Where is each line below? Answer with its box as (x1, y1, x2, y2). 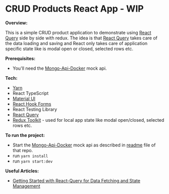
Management (12, 183, 40, 189)
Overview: (5, 20, 28, 26)
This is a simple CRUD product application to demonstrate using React (5, 29, 151, 35)
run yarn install (12, 153, 48, 159)
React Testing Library (12, 106, 57, 112)
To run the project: (5, 132, 45, 138)
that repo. (12, 147, 33, 153)
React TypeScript (12, 90, 49, 96)
